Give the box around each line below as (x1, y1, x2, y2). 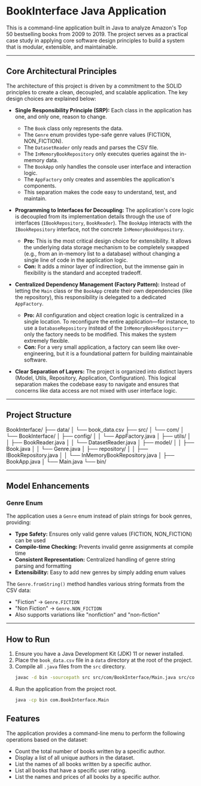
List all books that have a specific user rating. (14, 767, 127, 774)
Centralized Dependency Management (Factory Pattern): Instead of (14, 280, 186, 288)
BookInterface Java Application (6, 4, 167, 18)
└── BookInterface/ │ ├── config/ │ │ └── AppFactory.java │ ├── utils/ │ (6, 432, 191, 440)
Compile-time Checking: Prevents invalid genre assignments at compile (14, 543, 194, 551)
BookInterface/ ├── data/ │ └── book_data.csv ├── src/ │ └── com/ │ (6, 426, 184, 433)
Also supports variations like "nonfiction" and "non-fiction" (14, 611, 160, 618)
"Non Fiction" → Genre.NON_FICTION (14, 605, 102, 612)
